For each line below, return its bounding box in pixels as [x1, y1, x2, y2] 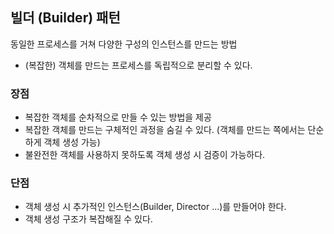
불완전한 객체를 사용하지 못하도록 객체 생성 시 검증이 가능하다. [24, 149, 266, 161]
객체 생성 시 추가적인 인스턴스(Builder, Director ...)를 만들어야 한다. [24, 201, 287, 213]
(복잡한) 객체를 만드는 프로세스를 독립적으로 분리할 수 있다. [24, 59, 253, 71]
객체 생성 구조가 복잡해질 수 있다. [24, 213, 153, 225]
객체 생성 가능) [43, 136, 101, 148]
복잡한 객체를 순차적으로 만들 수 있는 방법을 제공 [24, 111, 212, 123]
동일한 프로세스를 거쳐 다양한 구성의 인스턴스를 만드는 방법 [10, 38, 238, 50]
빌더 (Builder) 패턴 [10, 9, 121, 27]
